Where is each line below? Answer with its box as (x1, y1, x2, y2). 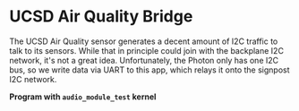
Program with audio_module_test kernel (9, 91, 157, 102)
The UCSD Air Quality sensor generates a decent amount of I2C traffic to (9, 36, 278, 47)
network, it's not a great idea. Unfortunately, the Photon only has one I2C (9, 55, 279, 65)
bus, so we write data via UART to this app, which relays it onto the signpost (9, 64, 290, 75)
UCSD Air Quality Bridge (9, 6, 193, 27)
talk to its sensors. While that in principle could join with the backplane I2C (9, 45, 285, 55)
